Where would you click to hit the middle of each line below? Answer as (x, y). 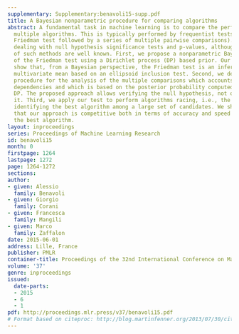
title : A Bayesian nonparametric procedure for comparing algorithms (113, 21)
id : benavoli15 (30, 140)
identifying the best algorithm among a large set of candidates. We (119, 107)
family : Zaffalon (39, 233)
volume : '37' (27, 266)
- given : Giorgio (33, 200)
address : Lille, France (43, 246)
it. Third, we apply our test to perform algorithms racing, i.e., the (122, 101)
